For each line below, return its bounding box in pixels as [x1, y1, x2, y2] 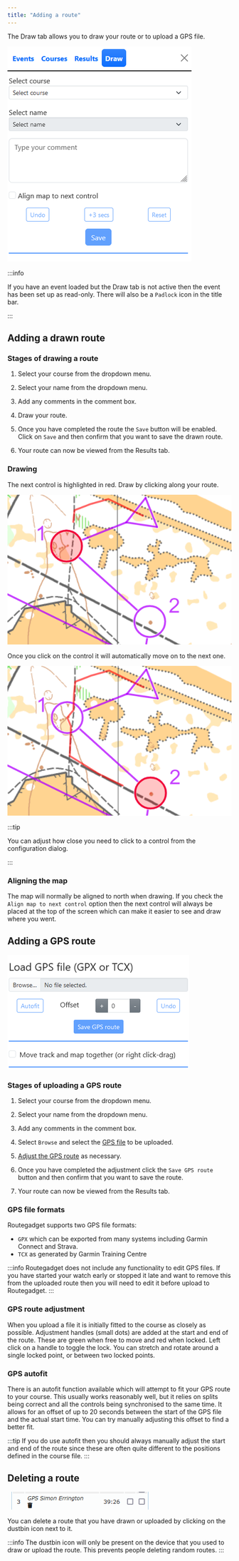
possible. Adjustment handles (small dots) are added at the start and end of [7, 1328, 229, 1336]
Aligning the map [7, 876, 68, 886]
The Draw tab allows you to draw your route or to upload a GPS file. [7, 32, 206, 41]
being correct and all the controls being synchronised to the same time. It [7, 1400, 223, 1408]
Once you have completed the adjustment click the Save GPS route [17, 1166, 213, 1174]
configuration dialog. [7, 844, 69, 852]
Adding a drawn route [7, 332, 105, 344]
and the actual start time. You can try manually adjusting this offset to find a [7, 1415, 229, 1423]
